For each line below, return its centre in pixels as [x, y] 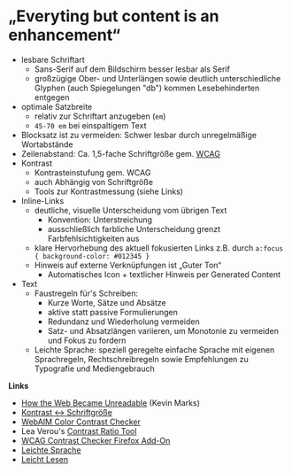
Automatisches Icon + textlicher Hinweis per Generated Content [164, 274]
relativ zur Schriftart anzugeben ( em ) [100, 116]
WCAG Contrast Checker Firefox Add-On [96, 440]
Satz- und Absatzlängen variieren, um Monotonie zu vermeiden [163, 330]
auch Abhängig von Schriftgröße [94, 182]
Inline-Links [42, 200]
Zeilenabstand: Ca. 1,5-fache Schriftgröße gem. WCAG [120, 153]
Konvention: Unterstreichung [100, 220]
